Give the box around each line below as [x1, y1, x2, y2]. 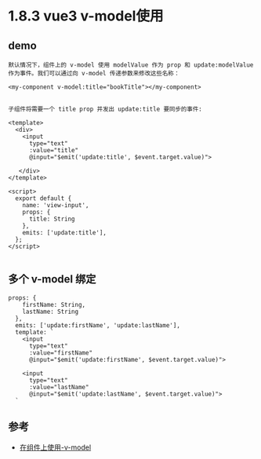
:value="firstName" [28, 348, 92, 357]
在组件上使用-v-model [19, 443, 92, 452]
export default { [15, 195, 72, 202]
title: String [28, 215, 76, 223]
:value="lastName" [28, 383, 89, 391]
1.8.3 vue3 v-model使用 [8, 7, 164, 25]
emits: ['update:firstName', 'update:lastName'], [15, 321, 180, 330]
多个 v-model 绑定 [8, 272, 96, 286]
